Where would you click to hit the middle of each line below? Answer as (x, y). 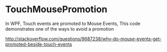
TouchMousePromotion (56, 9)
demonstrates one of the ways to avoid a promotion (59, 29)
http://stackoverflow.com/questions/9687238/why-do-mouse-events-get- (83, 39)
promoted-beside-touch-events (39, 44)
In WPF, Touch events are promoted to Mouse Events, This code (73, 23)
